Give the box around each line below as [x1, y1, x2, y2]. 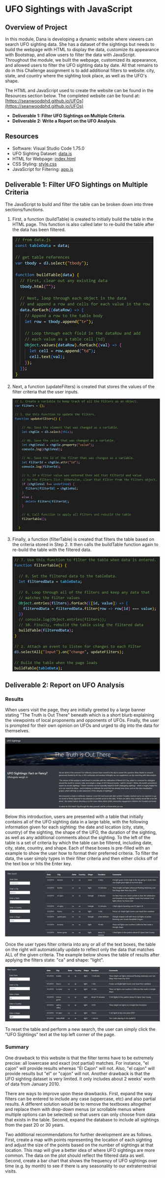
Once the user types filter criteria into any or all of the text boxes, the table [5, 942, 156, 948]
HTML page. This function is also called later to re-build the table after [12, 221, 155, 227]
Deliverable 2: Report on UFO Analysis [5, 681, 125, 689]
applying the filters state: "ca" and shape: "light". [5, 957, 104, 963]
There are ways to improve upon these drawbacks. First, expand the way [5, 1090, 153, 1096]
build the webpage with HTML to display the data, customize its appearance [5, 47, 159, 52]
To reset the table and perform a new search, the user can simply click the [5, 1026, 156, 1032]
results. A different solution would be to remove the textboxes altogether [5, 1101, 152, 1107]
